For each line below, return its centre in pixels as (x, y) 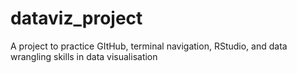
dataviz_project (76, 18)
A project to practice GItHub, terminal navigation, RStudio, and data (149, 46)
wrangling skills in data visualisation (84, 56)
